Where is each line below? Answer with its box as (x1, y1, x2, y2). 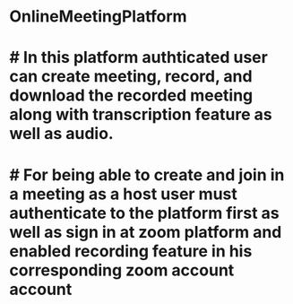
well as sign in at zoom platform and (9, 221, 282, 242)
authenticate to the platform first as (9, 203, 280, 223)
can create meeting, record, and (9, 66, 253, 87)
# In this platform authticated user (9, 48, 269, 68)
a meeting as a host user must (9, 184, 237, 204)
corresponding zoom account (9, 260, 235, 280)
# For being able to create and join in (9, 164, 285, 185)
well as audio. (9, 124, 114, 144)
